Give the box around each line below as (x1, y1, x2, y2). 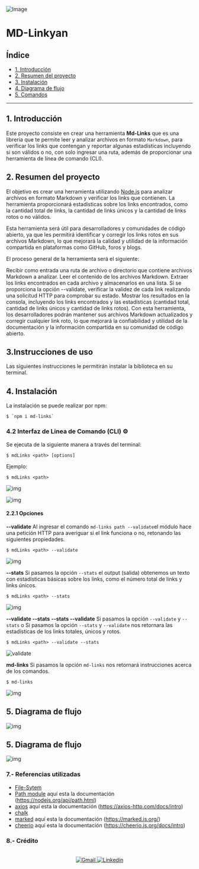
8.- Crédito (6, 836, 38, 845)
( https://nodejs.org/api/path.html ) (14, 796, 97, 804)
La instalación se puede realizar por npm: (6, 402, 107, 410)
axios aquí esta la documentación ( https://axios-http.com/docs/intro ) (14, 802, 184, 810)
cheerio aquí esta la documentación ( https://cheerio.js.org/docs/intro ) (14, 821, 185, 829)
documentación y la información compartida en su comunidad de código (6, 323, 184, 330)
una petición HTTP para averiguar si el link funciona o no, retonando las (6, 529, 181, 536)
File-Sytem (14, 783, 42, 791)
